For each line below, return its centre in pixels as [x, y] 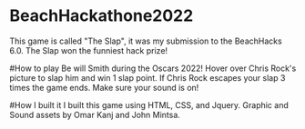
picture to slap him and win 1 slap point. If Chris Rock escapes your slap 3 [147, 77]
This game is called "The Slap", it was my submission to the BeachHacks [146, 41]
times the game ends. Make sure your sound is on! [104, 87]
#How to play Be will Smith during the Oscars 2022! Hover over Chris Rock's [153, 68]
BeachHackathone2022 [102, 16]
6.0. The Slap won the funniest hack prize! [89, 50]
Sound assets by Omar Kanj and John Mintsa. [95, 114]
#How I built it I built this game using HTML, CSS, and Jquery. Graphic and [149, 104]
